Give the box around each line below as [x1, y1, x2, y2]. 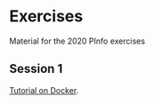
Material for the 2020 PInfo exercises [9, 36, 145, 46]
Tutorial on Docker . [9, 84, 79, 95]
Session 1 [9, 61, 63, 76]
